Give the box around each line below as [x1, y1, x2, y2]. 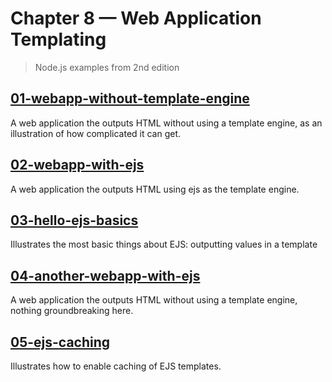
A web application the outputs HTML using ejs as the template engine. [10, 183, 300, 195]
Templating [10, 28, 107, 51]
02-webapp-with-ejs [10, 157, 145, 174]
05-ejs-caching [10, 333, 111, 351]
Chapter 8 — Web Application [10, 7, 262, 30]
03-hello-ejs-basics [10, 212, 139, 229]
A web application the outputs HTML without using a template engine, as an [10, 117, 323, 129]
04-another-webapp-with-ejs [10, 267, 201, 284]
